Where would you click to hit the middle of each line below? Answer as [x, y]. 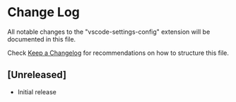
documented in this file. [42, 39]
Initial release [37, 91]
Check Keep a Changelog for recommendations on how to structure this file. [118, 53]
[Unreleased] [37, 75]
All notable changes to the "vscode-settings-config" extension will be [109, 32]
